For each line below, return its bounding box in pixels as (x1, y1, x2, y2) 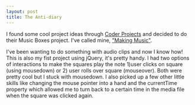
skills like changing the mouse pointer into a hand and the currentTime (6, 79, 177, 86)
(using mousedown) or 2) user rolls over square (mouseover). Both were (6, 67, 182, 74)
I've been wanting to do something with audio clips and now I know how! (6, 48, 183, 55)
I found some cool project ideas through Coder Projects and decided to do (6, 30, 187, 37)
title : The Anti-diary (6, 14, 62, 20)
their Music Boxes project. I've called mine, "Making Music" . (6, 37, 152, 44)
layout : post (6, 8, 38, 15)
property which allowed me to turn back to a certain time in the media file (6, 86, 185, 93)
